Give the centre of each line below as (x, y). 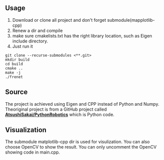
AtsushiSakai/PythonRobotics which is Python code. (60, 114)
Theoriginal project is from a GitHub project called (56, 109)
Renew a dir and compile (38, 30)
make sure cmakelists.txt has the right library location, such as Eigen (82, 36)
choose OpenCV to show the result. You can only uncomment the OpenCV (81, 147)
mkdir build (17, 60)
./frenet (14, 77)
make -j (13, 73)
